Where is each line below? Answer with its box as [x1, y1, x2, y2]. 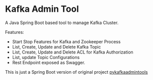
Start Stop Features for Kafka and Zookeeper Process [12, 38, 121, 45]
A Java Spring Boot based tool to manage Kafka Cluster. [5, 20, 119, 26]
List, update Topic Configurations [12, 54, 80, 60]
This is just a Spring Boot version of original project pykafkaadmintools [5, 69, 148, 75]
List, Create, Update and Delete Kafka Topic [12, 44, 102, 50]
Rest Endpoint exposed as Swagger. [12, 59, 85, 65]
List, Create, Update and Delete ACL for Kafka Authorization [12, 49, 133, 55]
